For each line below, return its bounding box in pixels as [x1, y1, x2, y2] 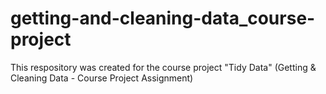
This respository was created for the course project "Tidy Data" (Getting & [10, 61, 317, 73]
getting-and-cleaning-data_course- [10, 7, 316, 30]
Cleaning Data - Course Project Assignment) [10, 72, 194, 84]
